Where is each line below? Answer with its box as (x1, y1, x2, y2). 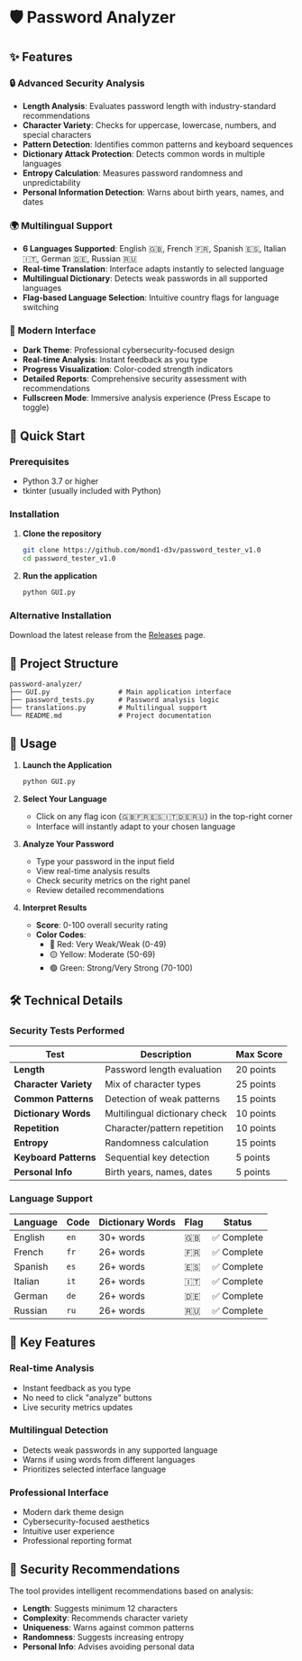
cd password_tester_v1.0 (22, 554, 116, 563)
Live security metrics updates (22, 1401, 133, 1412)
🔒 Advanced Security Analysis (9, 77, 146, 89)
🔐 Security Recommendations (9, 1561, 180, 1577)
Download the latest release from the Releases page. (9, 630, 206, 641)
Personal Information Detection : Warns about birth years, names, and (22, 187, 285, 197)
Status (223, 1216, 252, 1228)
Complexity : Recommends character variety (22, 1612, 188, 1623)
